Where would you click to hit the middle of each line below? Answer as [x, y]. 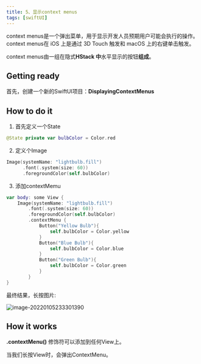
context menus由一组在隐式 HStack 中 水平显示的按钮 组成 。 [80, 56]
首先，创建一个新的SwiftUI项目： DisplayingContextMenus [80, 92]
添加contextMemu [38, 186]
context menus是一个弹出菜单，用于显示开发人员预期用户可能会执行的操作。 [102, 36]
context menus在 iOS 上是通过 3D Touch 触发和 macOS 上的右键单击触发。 [100, 43]
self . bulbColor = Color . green [88, 266]
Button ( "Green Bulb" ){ [68, 260]
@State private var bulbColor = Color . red [61, 138]
